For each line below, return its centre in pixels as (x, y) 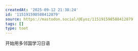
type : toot (17, 28)
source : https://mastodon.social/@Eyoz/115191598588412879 (69, 19)
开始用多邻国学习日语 (27, 43)
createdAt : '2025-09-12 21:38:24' (42, 10)
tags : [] (15, 24)
